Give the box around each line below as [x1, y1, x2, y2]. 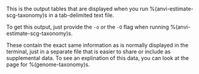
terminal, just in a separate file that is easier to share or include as [6, 48, 171, 55]
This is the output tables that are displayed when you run [6, 5, 149, 12]
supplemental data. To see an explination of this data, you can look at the [6, 55, 189, 61]
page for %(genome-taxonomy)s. [6, 61, 90, 68]
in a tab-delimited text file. [48, 12, 114, 19]
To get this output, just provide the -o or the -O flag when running [6, 24, 169, 30]
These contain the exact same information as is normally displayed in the [6, 42, 189, 49]
